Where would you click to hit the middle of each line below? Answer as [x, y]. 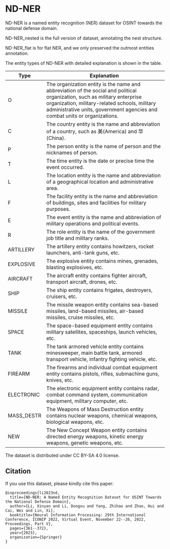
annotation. [17, 53]
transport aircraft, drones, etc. [82, 282]
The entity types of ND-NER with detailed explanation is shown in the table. [84, 63]
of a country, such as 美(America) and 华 [95, 131]
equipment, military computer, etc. [87, 401]
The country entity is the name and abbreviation [103, 124]
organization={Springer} [36, 537]
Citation [18, 471]
